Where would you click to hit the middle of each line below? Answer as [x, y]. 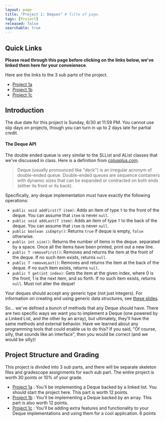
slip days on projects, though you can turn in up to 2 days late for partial [78, 127]
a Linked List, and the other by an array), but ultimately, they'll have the [77, 318]
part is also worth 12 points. [40, 403]
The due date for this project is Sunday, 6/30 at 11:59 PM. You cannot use [80, 122]
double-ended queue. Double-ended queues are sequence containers [88, 175]
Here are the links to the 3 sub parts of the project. [56, 75]
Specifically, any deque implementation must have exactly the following [78, 195]
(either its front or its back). [45, 185]
